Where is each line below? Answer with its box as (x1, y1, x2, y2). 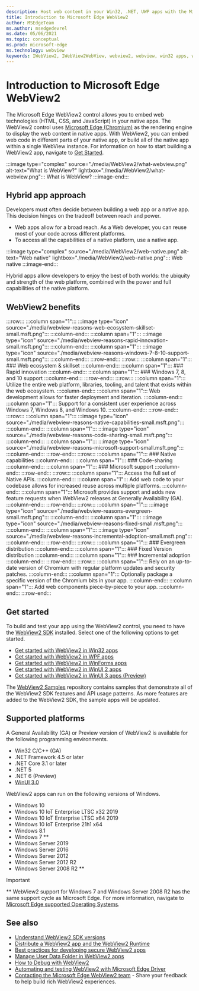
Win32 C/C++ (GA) (14, 747, 62, 754)
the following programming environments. (6, 735, 108, 742)
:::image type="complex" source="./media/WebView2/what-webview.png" (6, 160, 188, 167)
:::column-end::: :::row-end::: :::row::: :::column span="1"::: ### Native (6, 450, 176, 458)
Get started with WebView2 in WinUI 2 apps (14, 666, 122, 673)
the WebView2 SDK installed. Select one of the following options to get (6, 629, 179, 636)
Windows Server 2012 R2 (14, 858, 77, 865)
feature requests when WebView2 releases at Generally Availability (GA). (6, 495, 184, 502)
